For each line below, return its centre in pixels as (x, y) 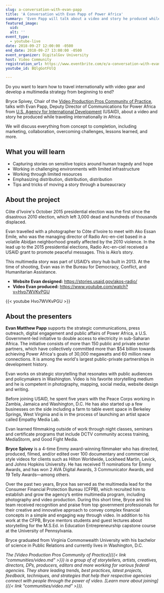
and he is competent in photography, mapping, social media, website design (82, 384)
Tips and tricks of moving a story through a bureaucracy (69, 184)
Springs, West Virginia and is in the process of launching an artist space (78, 415)
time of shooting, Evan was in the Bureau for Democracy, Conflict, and (76, 267)
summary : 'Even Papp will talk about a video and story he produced (76, 19)
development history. (27, 364)
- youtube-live (25, 41)
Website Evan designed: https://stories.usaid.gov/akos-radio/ (75, 281)
